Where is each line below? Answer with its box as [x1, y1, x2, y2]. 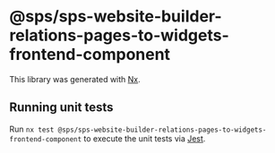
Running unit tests [9, 100, 114, 115]
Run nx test [9, 123, 55, 134]
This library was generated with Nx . [9, 73, 141, 84]
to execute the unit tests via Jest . [83, 132, 206, 144]
